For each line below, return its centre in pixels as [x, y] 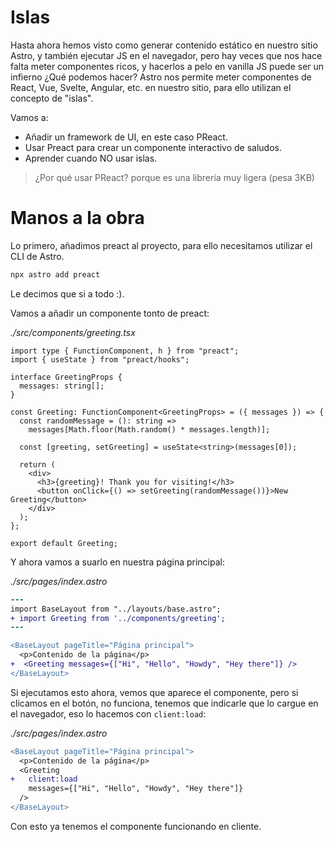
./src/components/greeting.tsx [73, 332]
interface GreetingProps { [66, 377]
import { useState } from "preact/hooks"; [100, 359]
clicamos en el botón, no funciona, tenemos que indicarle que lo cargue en [164, 703]
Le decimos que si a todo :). [67, 293]
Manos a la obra [77, 218]
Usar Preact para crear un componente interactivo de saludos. [153, 147]
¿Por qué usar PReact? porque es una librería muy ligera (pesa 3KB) [174, 177]
